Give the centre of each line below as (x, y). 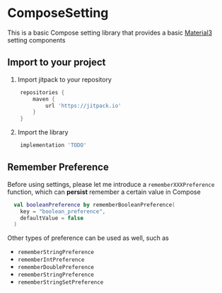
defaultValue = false (52, 218)
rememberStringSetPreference (60, 282)
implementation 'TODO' (53, 145)
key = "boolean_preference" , (63, 211)
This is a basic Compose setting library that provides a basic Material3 (110, 33)
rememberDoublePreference (55, 268)
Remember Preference (58, 167)
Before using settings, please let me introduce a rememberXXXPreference (111, 184)
